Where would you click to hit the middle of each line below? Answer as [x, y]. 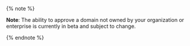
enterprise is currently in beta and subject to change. [71, 26]
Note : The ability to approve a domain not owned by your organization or [95, 20]
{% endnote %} [25, 37]
